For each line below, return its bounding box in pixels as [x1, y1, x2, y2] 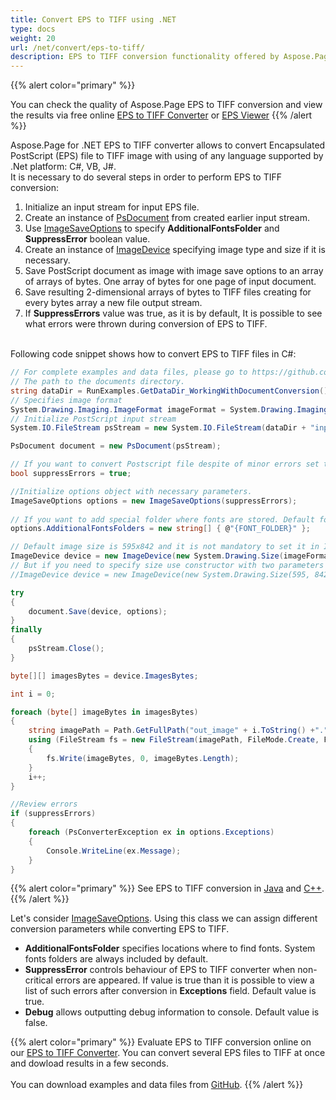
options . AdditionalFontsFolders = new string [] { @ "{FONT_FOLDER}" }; [10, 524, 311, 534]
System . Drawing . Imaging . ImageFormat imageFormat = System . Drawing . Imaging [10, 404, 329, 415]
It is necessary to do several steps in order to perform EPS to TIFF [10, 171, 283, 183]
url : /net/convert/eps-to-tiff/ [10, 42, 145, 53]
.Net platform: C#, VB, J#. [10, 161, 117, 173]
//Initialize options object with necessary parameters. [10, 486, 253, 496]
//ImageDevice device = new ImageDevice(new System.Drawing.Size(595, [10, 569, 311, 580]
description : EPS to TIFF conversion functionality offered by [10, 52, 280, 62]
